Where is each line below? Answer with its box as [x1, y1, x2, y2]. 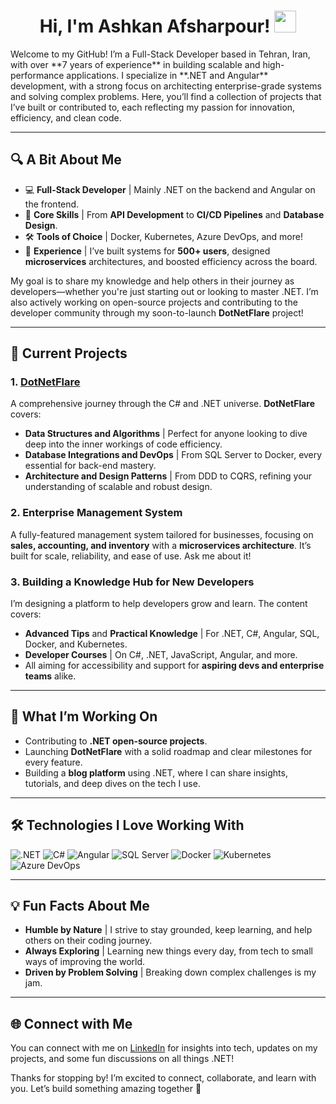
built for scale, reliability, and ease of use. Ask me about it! [10, 550, 252, 562]
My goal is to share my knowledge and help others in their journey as [10, 275, 295, 287]
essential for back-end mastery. [24, 460, 157, 472]
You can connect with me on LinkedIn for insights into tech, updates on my [10, 1042, 318, 1054]
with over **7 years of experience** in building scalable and [10, 58, 261, 70]
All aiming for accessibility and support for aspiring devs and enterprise [24, 660, 325, 672]
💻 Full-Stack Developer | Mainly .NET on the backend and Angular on [24, 183, 316, 195]
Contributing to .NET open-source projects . [24, 735, 208, 747]
